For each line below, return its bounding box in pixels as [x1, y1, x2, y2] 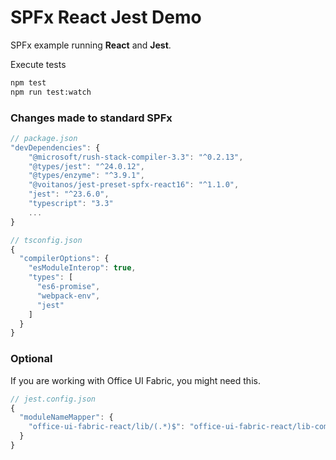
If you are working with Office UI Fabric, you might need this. [10, 374, 261, 386]
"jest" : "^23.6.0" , [28, 189, 110, 200]
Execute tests [10, 58, 67, 70]
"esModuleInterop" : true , [28, 263, 137, 273]
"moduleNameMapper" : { [19, 412, 114, 423]
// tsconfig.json [10, 235, 83, 245]
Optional [10, 352, 53, 366]
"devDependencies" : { [10, 142, 101, 153]
